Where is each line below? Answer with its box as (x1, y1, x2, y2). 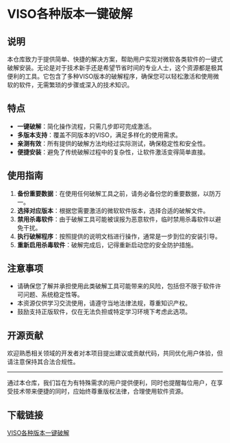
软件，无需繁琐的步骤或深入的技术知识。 (18, 81, 133, 89)
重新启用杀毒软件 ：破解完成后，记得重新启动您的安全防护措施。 (16, 240, 197, 249)
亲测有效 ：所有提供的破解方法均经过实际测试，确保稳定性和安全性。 (16, 139, 209, 147)
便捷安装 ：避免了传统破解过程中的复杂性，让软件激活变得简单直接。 (16, 148, 209, 156)
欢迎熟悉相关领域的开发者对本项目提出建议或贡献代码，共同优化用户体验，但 (7, 349, 223, 357)
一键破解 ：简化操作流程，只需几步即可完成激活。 (16, 122, 155, 130)
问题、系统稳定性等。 (23, 290, 84, 299)
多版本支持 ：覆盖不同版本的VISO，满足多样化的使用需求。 (16, 131, 181, 139)
